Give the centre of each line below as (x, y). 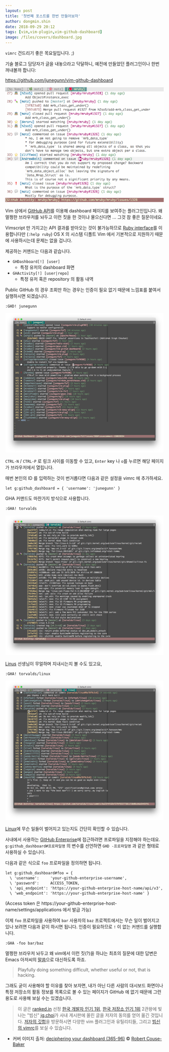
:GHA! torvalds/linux (28, 674)
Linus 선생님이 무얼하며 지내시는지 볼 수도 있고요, (54, 664)
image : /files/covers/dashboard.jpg (44, 37)
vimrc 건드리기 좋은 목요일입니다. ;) (40, 53)
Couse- (154, 1039)
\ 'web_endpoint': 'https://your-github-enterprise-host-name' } (80, 893)
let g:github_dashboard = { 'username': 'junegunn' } (63, 489)
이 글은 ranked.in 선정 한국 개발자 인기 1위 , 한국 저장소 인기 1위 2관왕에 (87, 1009)
